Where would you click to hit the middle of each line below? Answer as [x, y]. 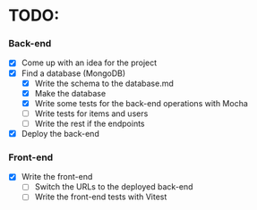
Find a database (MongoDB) [73, 73]
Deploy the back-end [60, 133]
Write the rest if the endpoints [90, 123]
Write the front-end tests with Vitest [101, 197]
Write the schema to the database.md [104, 83]
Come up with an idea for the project [89, 63]
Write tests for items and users [91, 113]
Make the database [70, 93]
